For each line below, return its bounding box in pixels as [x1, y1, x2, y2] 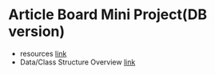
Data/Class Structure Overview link [19, 57, 136, 67]
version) [8, 22, 66, 41]
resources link [19, 49, 67, 58]
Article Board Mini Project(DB [8, 6, 208, 24]
